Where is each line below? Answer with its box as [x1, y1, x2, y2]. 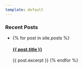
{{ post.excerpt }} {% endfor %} [12, 58, 78, 64]
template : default [5, 7, 43, 12]
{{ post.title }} [12, 46, 42, 52]
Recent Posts [5, 23, 38, 30]
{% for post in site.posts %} [12, 35, 70, 41]
